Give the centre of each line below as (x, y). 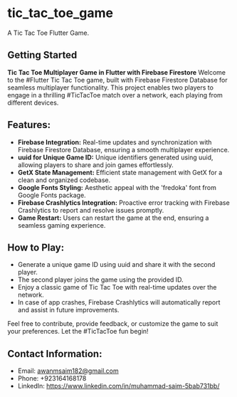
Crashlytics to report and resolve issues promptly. (91, 210)
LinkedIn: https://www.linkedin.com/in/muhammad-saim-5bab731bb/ (118, 386)
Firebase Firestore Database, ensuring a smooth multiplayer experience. (123, 149)
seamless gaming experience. (62, 225)
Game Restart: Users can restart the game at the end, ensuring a (113, 218)
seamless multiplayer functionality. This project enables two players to (110, 88)
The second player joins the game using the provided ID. (100, 280)
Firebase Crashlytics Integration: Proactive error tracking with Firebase (123, 202)
